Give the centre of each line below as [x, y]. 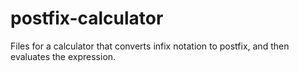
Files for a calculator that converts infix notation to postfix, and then [150, 46]
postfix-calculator [87, 18]
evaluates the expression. [63, 56]
